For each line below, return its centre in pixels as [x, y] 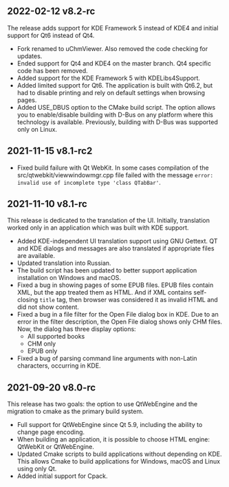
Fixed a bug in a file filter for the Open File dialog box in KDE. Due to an [118, 315]
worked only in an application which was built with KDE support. [98, 228]
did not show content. [48, 307]
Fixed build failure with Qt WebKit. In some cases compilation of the [113, 168]
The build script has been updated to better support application [107, 270]
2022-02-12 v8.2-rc [51, 11]
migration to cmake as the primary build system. [75, 411]
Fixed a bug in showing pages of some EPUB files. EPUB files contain [115, 285]
